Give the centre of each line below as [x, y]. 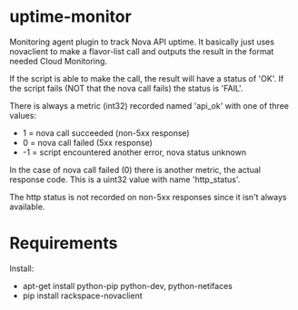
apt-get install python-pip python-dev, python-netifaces [128, 286]
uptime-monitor [70, 17]
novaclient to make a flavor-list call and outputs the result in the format [142, 51]
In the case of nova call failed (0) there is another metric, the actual [135, 170]
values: [23, 115]
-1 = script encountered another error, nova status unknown [134, 152]
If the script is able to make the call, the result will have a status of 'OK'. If [147, 78]
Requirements [64, 243]
